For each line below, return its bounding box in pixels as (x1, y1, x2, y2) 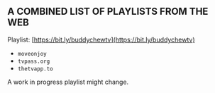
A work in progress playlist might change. (7, 77, 129, 86)
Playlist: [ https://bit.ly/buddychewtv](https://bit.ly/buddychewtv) (7, 35, 195, 44)
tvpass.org (17, 58, 50, 65)
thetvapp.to (17, 65, 53, 73)
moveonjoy (17, 50, 48, 57)
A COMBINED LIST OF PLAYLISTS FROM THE (7, 6, 209, 18)
